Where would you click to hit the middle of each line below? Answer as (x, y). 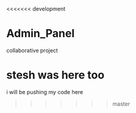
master (121, 104)
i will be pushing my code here (45, 92)
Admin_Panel (41, 34)
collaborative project (32, 50)
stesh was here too (55, 75)
